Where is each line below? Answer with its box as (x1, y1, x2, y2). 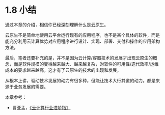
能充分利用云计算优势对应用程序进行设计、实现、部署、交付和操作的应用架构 (5, 38, 160, 44)
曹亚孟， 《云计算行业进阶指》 (12, 104, 71, 111)
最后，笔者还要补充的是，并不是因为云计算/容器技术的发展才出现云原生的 (5, 55, 153, 60)
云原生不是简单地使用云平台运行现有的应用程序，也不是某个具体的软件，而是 (5, 32, 160, 38)
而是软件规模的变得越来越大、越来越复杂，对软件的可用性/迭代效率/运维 (13, 61, 159, 67)
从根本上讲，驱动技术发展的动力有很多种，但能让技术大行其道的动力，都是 (5, 77, 156, 84)
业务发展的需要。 (13, 84, 48, 89)
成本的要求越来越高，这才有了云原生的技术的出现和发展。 (5, 67, 121, 73)
